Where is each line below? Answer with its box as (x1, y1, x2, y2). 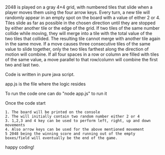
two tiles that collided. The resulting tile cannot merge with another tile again (5, 36, 161, 41)
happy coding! (5, 144, 34, 150)
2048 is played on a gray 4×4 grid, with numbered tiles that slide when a (5, 4, 153, 10)
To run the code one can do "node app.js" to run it (5, 91, 107, 96)
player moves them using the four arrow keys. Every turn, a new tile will (5, 9, 150, 15)
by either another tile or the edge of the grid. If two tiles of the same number (5, 25, 160, 31)
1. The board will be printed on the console (5, 110, 100, 115)
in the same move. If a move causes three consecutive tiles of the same (5, 41, 151, 46)
